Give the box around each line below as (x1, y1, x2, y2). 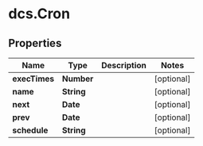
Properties (8, 36, 62, 50)
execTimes (12, 73, 54, 84)
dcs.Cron (8, 5, 70, 23)
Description (100, 60, 147, 71)
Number (61, 73, 94, 84)
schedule (12, 125, 49, 136)
